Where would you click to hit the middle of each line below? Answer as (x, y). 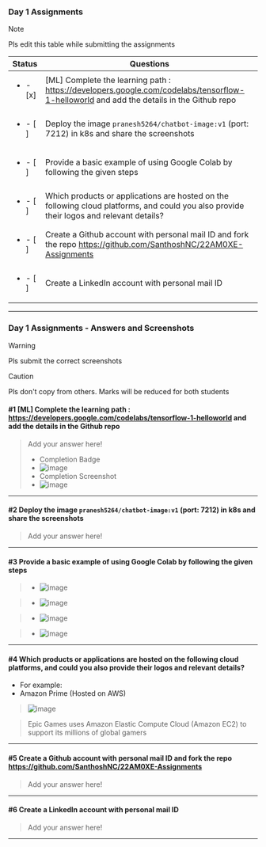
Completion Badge (70, 459)
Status (25, 64)
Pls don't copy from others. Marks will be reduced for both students (119, 391)
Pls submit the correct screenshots (65, 361)
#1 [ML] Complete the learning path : (69, 409)
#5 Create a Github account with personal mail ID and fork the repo (120, 758)
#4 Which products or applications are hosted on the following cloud (123, 659)
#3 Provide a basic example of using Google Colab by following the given (131, 561)
